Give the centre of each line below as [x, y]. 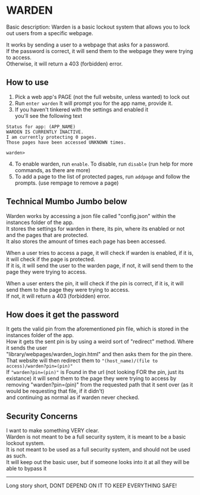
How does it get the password [62, 314]
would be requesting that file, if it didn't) [55, 391]
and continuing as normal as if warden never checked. [73, 397]
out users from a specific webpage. [50, 33]
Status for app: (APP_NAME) [41, 127]
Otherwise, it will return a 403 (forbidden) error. [65, 64]
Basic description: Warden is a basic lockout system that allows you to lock [98, 27]
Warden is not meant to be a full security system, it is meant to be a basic [96, 437]
